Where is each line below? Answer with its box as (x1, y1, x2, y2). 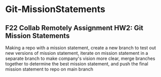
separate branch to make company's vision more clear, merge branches (5, 55, 155, 61)
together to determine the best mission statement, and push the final (5, 61, 148, 66)
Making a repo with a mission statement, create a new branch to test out (5, 45, 156, 51)
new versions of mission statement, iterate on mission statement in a (5, 50, 148, 56)
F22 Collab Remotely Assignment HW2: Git (5, 24, 143, 32)
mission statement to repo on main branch (5, 66, 94, 72)
